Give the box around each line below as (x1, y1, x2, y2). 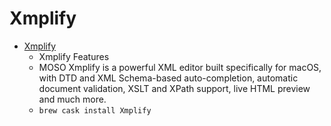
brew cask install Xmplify (38, 105, 152, 116)
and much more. (38, 93, 107, 105)
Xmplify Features (38, 50, 110, 62)
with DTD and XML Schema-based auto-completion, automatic (38, 72, 299, 84)
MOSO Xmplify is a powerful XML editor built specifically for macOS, (38, 61, 322, 73)
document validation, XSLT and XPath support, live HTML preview (38, 82, 311, 94)
